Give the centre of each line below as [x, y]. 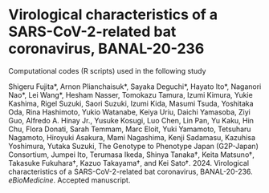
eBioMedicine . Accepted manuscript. [69, 180]
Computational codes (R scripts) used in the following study [107, 70]
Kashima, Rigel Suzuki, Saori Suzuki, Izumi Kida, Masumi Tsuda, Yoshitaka [131, 103]
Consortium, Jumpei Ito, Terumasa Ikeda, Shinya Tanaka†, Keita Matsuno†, [131, 155]
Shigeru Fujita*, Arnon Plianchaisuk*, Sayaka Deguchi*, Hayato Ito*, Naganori [135, 86]
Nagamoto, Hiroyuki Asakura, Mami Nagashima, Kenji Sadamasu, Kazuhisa [132, 137]
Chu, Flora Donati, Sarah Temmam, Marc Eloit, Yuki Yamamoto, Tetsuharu [130, 129]
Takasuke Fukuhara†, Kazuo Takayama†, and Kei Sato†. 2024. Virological [129, 163]
